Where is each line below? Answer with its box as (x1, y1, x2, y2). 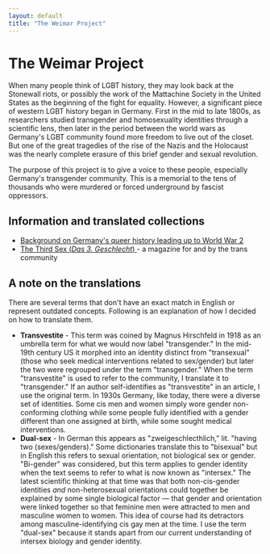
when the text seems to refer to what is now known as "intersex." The (19, 468, 251, 477)
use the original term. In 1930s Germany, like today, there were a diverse (19, 391, 260, 401)
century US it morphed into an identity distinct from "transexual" (35, 348, 250, 358)
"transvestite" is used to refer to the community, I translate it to (19, 373, 230, 384)
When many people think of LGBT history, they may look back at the (8, 81, 234, 90)
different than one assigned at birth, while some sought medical (19, 417, 232, 426)
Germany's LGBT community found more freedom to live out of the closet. (8, 132, 255, 142)
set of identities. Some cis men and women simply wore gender (19, 399, 231, 409)
